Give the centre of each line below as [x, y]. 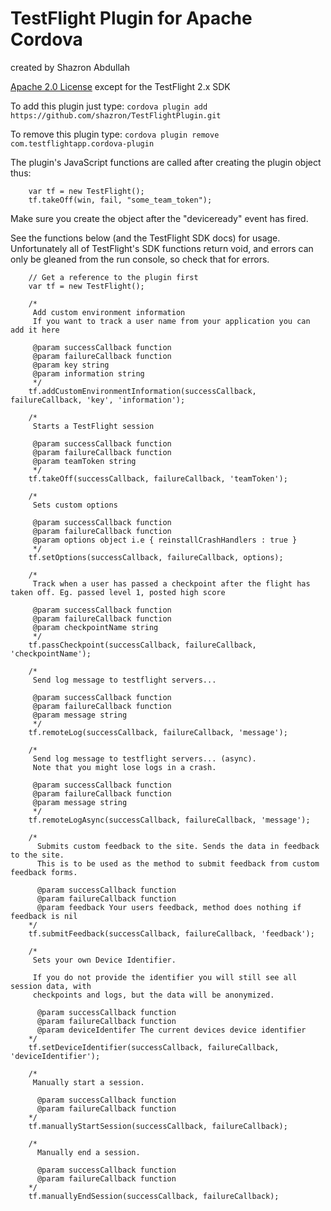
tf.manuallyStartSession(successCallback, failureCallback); [158, 1126]
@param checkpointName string [95, 627]
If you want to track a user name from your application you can [171, 321]
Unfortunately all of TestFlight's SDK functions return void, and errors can [162, 248]
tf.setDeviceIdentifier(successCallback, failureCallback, [154, 1047]
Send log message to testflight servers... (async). [144, 758]
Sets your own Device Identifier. [104, 960]
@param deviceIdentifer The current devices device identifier [171, 1030]
